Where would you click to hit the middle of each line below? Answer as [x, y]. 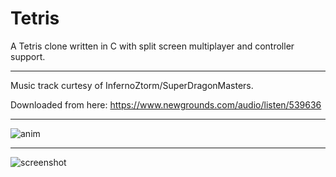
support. [28, 56]
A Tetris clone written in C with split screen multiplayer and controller [152, 46]
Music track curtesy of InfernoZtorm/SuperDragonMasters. [132, 85]
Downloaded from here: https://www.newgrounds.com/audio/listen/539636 [166, 104]
